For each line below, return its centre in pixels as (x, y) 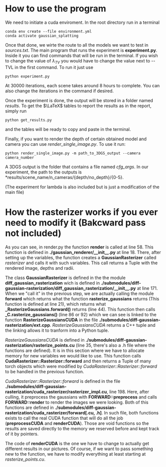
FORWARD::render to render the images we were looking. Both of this (77, 402)
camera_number (20, 157)
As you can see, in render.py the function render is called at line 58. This (79, 247)
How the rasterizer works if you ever (82, 212)
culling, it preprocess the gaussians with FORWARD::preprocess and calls (81, 397)
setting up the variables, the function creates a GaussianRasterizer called (81, 257)
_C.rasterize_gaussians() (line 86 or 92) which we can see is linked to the (81, 314)
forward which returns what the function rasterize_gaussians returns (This (82, 298)
